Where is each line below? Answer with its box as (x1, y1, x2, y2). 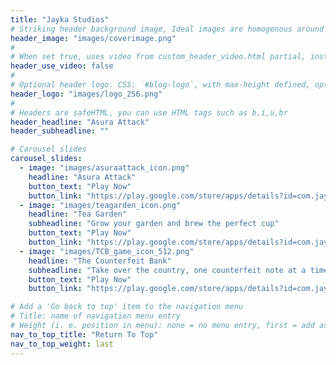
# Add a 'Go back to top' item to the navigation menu (10, 302, 244, 312)
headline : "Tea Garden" (28, 209, 128, 220)
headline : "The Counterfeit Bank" (28, 256, 172, 266)
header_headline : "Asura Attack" (10, 117, 150, 127)
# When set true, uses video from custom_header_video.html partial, (10, 52, 307, 62)
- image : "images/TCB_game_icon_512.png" (19, 246, 195, 256)
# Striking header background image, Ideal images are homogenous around (10, 24, 325, 34)
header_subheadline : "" (10, 126, 110, 136)
